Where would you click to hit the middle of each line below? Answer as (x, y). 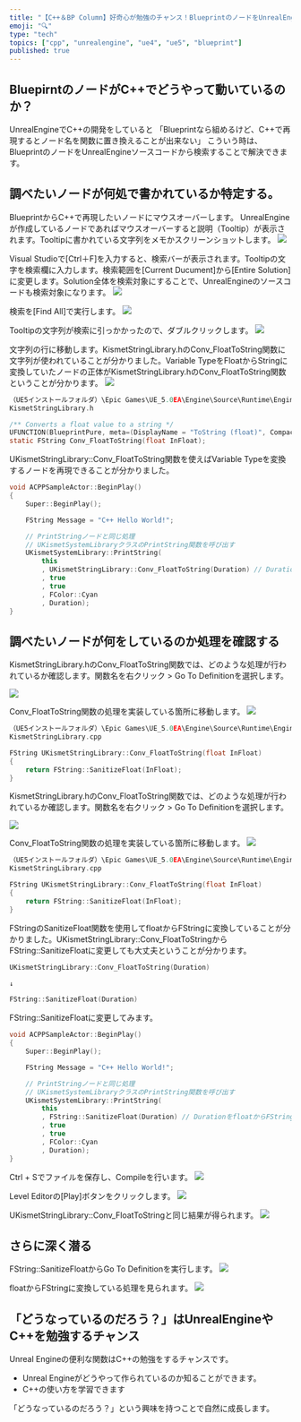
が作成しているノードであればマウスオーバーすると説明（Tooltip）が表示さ (147, 228)
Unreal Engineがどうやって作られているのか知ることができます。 (142, 1378)
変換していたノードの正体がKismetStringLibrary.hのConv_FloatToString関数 (148, 372)
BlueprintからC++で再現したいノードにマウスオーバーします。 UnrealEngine (150, 217)
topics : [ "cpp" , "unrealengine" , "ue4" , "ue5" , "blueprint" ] (126, 43)
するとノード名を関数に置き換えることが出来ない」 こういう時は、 (139, 141)
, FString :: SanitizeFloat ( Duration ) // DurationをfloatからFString (168, 1117)
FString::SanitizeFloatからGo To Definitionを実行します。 (113, 1269)
